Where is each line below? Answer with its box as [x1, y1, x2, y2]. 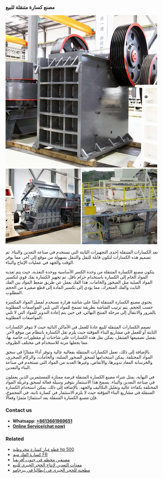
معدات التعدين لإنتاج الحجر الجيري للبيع [12, 462, 82, 468]
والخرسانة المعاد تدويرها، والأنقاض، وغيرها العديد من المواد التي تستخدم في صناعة [5, 360, 153, 365]
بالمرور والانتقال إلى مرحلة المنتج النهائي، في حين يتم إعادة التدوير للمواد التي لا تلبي [5, 309, 157, 315]
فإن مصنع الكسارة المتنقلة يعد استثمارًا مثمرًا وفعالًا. [5, 395, 98, 401]
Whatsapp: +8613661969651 [12, 418, 72, 424]
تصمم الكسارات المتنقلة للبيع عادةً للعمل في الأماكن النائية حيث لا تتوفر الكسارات [5, 324, 151, 330]
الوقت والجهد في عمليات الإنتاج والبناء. [5, 260, 74, 266]
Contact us [5, 407, 32, 414]
